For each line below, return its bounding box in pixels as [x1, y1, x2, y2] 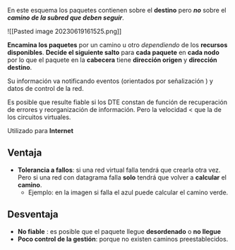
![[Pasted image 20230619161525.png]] [7, 27, 122, 35]
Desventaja [7, 208, 59, 220]
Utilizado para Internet [7, 127, 74, 135]
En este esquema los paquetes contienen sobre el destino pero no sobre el [7, 6, 227, 14]
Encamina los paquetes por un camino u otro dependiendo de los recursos [7, 41, 228, 49]
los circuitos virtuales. [7, 113, 71, 121]
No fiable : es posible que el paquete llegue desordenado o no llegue [17, 227, 221, 235]
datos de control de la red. [7, 85, 84, 92]
